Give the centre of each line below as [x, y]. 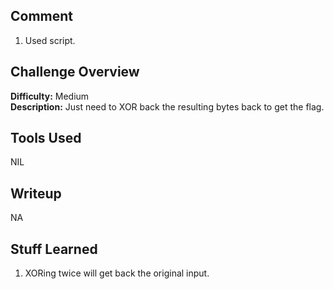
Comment [42, 16]
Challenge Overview [75, 72]
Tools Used [46, 138]
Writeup [36, 193]
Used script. [50, 40]
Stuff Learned [54, 249]
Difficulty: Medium [50, 96]
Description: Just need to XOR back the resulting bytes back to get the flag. [167, 106]
